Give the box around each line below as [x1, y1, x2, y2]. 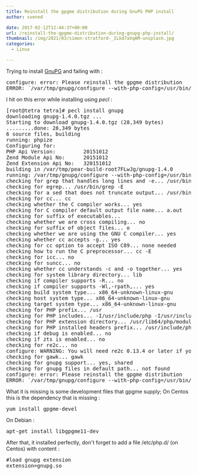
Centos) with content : [6, 445, 60, 452]
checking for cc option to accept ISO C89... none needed [6, 242, 176, 249]
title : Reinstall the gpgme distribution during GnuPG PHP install [6, 8, 175, 15]
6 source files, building [6, 130, 81, 137]
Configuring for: [6, 142, 56, 149]
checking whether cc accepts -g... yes [6, 236, 121, 243]
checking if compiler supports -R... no [6, 277, 124, 284]
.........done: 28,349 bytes [6, 124, 90, 131]
